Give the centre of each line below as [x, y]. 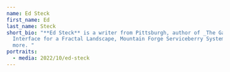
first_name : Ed [28, 20]
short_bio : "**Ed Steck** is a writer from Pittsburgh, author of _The [111, 33]
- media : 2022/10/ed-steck [51, 58]
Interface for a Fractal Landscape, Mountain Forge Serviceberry [108, 39]
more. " [24, 45]
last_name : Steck [31, 26]
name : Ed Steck [28, 13]
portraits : [22, 52]
